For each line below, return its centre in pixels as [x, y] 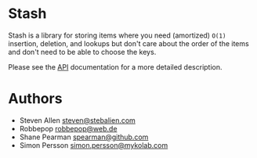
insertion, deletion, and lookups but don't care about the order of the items [128, 43]
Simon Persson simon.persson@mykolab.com [94, 145]
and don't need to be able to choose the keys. [82, 52]
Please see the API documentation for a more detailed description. [115, 66]
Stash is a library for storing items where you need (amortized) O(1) [117, 35]
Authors [35, 99]
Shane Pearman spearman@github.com [84, 137]
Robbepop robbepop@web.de [68, 128]
